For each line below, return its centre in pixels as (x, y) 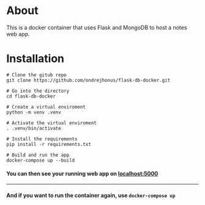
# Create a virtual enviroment (46, 107)
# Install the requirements (42, 139)
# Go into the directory (38, 91)
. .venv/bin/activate (34, 128)
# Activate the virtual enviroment (52, 123)
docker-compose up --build (41, 160)
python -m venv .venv (34, 112)
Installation (35, 59)
